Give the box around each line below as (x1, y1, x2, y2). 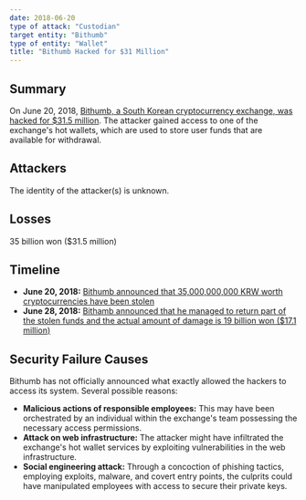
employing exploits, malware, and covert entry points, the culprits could (22, 471, 293, 482)
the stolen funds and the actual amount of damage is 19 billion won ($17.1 (22, 316, 297, 327)
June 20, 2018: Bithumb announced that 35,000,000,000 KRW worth (22, 286, 283, 297)
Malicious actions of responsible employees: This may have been (22, 403, 275, 414)
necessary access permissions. (22, 422, 142, 433)
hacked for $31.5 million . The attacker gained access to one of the (9, 115, 259, 126)
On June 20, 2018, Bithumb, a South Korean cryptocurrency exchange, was (9, 105, 293, 116)
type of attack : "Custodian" (9, 22, 121, 31)
